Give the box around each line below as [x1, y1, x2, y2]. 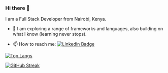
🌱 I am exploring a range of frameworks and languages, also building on [12, 26, 163, 32]
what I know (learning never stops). [12, 31, 87, 37]
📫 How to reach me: [12, 41, 56, 47]
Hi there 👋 [5, 5, 30, 12]
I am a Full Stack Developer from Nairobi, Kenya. [5, 16, 107, 22]
